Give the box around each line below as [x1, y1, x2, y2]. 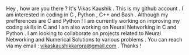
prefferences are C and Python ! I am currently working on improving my [6, 18, 180, 24]
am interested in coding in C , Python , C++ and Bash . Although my [6, 11, 169, 18]
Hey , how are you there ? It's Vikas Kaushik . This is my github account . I [6, 5, 184, 12]
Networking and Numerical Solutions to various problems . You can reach [6, 36, 183, 43]
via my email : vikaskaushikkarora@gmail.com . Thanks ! [6, 42, 142, 49]
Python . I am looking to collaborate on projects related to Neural [6, 30, 162, 37]
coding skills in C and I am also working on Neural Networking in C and [6, 23, 177, 30]
